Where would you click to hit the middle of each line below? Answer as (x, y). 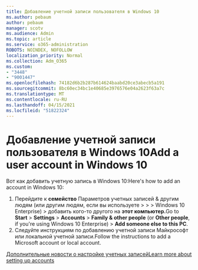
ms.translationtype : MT (35, 94)
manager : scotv (25, 28)
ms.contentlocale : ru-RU (37, 99)
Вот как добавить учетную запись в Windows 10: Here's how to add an (93, 181)
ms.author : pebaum (29, 17)
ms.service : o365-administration (47, 45)
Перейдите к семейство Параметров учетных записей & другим (97, 199)
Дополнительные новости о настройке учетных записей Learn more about (99, 254)
